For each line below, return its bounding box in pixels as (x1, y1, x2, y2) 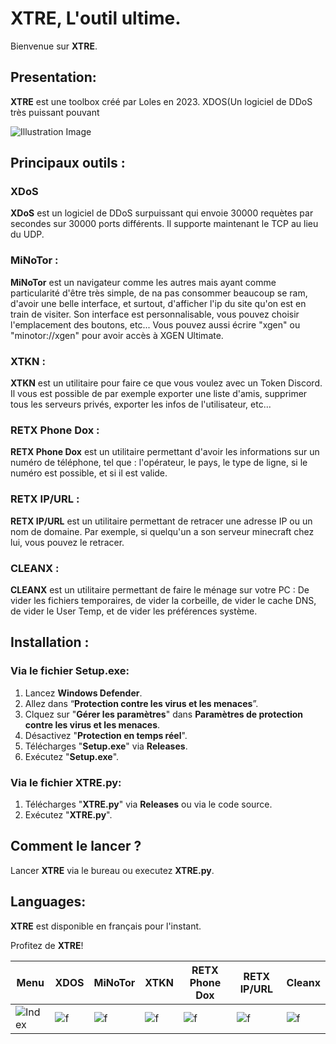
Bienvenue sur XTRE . (10, 40, 98, 52)
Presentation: (10, 69, 97, 86)
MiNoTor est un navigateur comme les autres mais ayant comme (10, 276, 277, 288)
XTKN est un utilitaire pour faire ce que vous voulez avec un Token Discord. (10, 377, 323, 389)
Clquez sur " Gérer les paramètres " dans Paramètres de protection (24, 708, 303, 720)
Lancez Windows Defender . (24, 687, 143, 699)
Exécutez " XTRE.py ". (24, 808, 113, 821)
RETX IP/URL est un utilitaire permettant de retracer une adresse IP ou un (10, 515, 313, 527)
